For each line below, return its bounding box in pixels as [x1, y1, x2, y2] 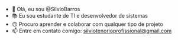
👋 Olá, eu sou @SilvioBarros [11, 6, 80, 12]
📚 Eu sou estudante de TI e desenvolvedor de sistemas [11, 12, 148, 19]
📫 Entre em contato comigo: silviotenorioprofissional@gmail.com [11, 27, 172, 34]
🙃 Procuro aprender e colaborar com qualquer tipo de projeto [11, 21, 164, 28]
